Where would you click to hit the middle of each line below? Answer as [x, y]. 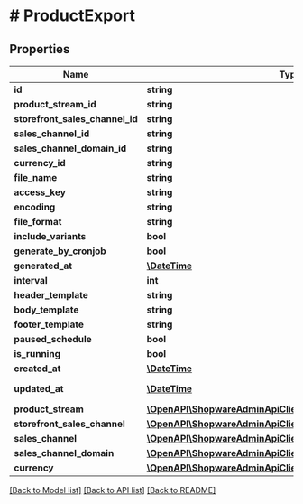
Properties [40, 49]
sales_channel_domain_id [70, 148]
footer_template [49, 324]
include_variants [50, 236]
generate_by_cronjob [60, 251]
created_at [37, 369]
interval [31, 280]
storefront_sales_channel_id [76, 119]
